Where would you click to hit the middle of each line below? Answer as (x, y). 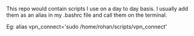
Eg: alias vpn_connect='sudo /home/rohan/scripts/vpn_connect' (87, 27)
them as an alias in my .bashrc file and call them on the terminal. (87, 15)
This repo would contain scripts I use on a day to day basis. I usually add (97, 9)
